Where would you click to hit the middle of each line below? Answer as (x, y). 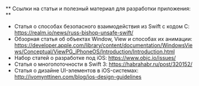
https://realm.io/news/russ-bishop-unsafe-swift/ (74, 33)
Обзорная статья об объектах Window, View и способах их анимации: (103, 39)
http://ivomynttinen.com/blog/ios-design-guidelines (78, 77)
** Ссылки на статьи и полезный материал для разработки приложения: (98, 9)
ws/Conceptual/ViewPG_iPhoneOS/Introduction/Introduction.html (94, 52)
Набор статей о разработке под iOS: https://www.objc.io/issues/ (95, 58)
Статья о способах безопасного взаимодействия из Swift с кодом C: (102, 26)
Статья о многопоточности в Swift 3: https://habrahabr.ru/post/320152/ (103, 64)
